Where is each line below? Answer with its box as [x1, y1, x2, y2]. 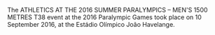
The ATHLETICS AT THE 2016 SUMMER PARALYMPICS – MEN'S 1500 [7, 6, 208, 14]
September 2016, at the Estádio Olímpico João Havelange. [7, 21, 175, 28]
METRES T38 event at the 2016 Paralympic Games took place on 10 [7, 13, 202, 21]
